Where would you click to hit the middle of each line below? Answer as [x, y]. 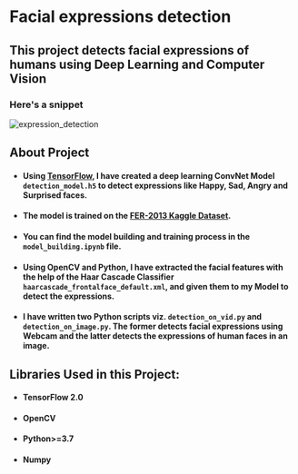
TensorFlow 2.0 [53, 398]
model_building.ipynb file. [72, 246]
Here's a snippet [46, 104]
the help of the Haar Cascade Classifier [98, 276]
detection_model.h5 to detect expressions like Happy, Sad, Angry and [155, 185]
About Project [50, 153]
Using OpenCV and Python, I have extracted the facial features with [153, 267]
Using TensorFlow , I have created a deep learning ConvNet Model [149, 175]
